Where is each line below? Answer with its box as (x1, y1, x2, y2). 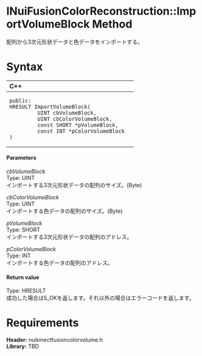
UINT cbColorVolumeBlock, (37, 115, 113, 123)
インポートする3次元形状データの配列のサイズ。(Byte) (6, 182, 142, 189)
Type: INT (6, 252, 32, 260)
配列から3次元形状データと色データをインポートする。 (6, 38, 143, 45)
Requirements (6, 316, 79, 330)
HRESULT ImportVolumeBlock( (9, 103, 91, 110)
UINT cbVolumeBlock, (37, 109, 97, 116)
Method (92, 17, 133, 31)
